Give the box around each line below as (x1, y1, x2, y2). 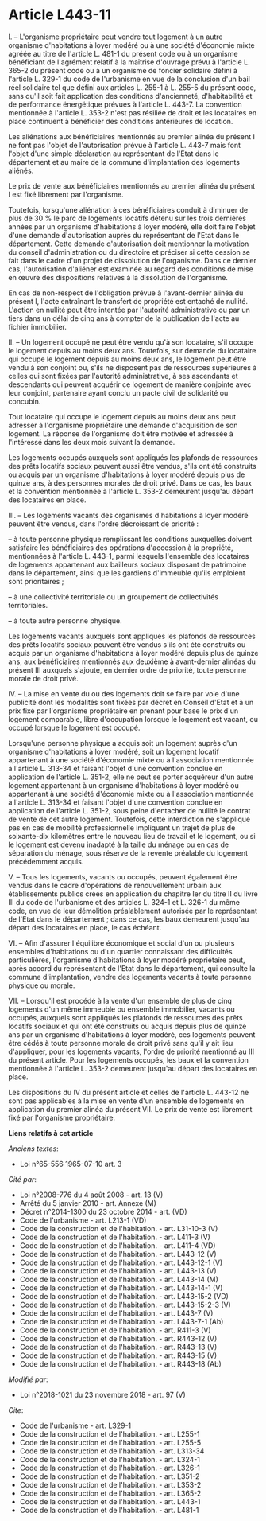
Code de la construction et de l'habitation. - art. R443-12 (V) (19, 1333, 218, 1343)
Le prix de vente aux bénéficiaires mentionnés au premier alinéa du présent (8, 181, 256, 190)
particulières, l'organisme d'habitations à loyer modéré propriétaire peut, (8, 955, 245, 965)
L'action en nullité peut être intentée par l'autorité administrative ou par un (8, 305, 250, 314)
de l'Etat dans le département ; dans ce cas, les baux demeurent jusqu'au (8, 914, 249, 924)
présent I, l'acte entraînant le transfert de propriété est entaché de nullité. (8, 296, 249, 306)
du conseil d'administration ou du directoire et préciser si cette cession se (8, 247, 250, 256)
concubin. (8, 396, 41, 406)
